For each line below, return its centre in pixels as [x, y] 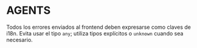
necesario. [20, 40]
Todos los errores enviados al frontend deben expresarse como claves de [99, 27]
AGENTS [28, 10]
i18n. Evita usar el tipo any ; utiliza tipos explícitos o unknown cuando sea [95, 33]
